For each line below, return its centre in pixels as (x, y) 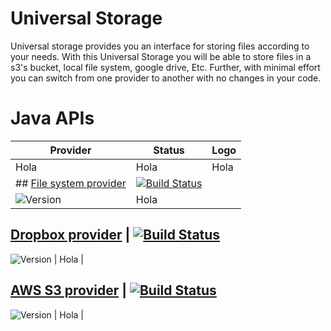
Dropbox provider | (70, 235)
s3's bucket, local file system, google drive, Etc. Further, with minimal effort (165, 67)
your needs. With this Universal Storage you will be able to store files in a (161, 56)
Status (169, 150)
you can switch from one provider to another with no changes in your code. (166, 78)
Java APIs (52, 118)
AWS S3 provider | (68, 290)
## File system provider (71, 183)
